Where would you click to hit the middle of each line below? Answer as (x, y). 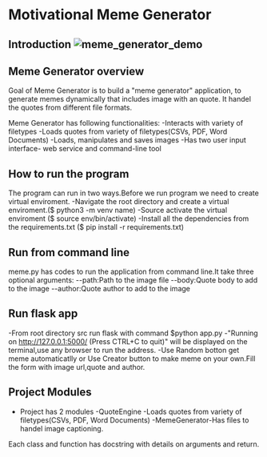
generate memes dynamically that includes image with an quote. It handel (130, 99)
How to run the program (69, 174)
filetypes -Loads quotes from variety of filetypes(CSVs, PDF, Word (118, 132)
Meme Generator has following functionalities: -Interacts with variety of (126, 123)
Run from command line (69, 253)
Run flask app (43, 314)
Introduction (40, 44)
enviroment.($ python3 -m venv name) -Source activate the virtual (118, 210)
